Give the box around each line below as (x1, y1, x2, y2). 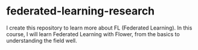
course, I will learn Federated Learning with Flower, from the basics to (6, 30, 180, 37)
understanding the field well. (6, 37, 77, 44)
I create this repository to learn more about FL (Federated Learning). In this (6, 24, 193, 31)
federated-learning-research (6, 4, 155, 18)
